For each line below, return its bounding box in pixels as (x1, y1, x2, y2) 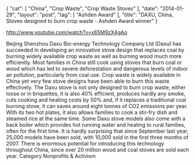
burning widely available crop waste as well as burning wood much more (6, 53, 182, 59)
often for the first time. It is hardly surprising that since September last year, (6, 127, 189, 134)
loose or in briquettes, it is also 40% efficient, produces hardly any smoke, (6, 90, 186, 97)
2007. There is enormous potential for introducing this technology (6, 140, 165, 147)
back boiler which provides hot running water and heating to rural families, (6, 122, 186, 128)
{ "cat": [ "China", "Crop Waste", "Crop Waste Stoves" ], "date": (6, 5, 159, 12)
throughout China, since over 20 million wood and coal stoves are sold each (6, 146, 189, 153)
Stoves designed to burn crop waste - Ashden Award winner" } (6, 18, 158, 24)
